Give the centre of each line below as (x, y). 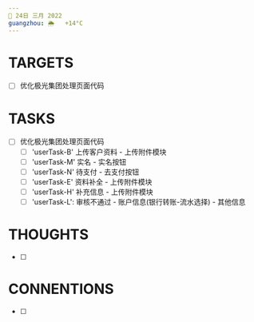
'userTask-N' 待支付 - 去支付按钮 (85, 172)
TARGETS (41, 63)
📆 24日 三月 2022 (35, 16)
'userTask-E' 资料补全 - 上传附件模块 (92, 181)
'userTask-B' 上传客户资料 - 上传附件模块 (99, 152)
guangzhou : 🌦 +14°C (46, 23)
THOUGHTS (49, 235)
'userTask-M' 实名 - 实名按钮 (79, 161)
